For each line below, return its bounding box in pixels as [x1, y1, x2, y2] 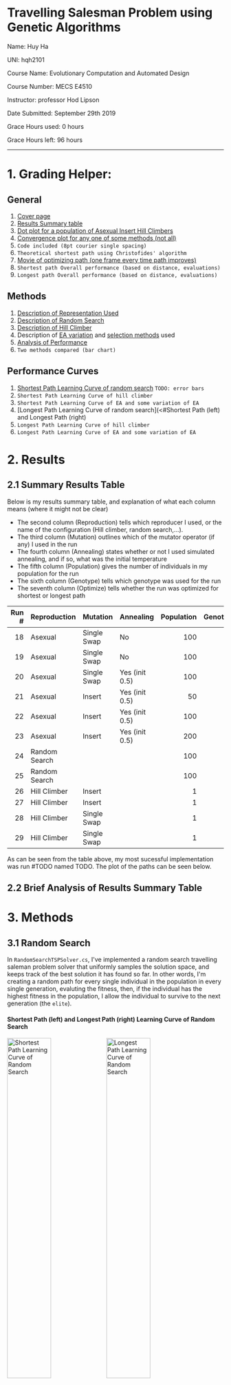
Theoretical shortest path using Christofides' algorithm [16, 249, 187, 256]
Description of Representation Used [16, 309, 119, 317]
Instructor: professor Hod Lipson [7, 95, 100, 104]
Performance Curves [7, 365, 99, 377]
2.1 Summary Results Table [7, 479, 125, 491]
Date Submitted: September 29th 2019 [7, 109, 116, 117]
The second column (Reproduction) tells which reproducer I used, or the [16, 518, 222, 526]
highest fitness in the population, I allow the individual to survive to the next [7, 992, 221, 1000]
